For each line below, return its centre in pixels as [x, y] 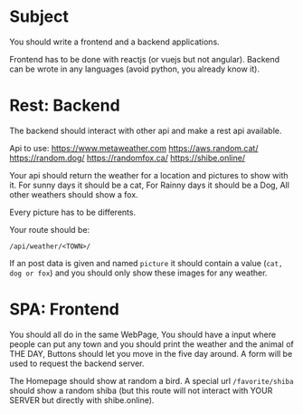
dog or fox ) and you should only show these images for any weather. [138, 273]
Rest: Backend [65, 106]
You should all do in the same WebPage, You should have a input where [143, 334]
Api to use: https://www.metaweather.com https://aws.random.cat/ [134, 148]
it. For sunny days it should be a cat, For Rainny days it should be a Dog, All [149, 185]
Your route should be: [50, 229]
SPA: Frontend [64, 309]
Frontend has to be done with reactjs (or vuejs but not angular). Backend [145, 59]
